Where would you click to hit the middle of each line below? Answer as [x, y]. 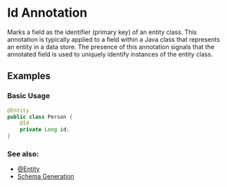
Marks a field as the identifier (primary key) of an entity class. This [102, 32]
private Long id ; [45, 130]
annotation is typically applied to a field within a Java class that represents [113, 39]
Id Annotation [48, 13]
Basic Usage [29, 96]
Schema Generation [46, 177]
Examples [29, 76]
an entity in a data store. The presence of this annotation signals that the [111, 47]
